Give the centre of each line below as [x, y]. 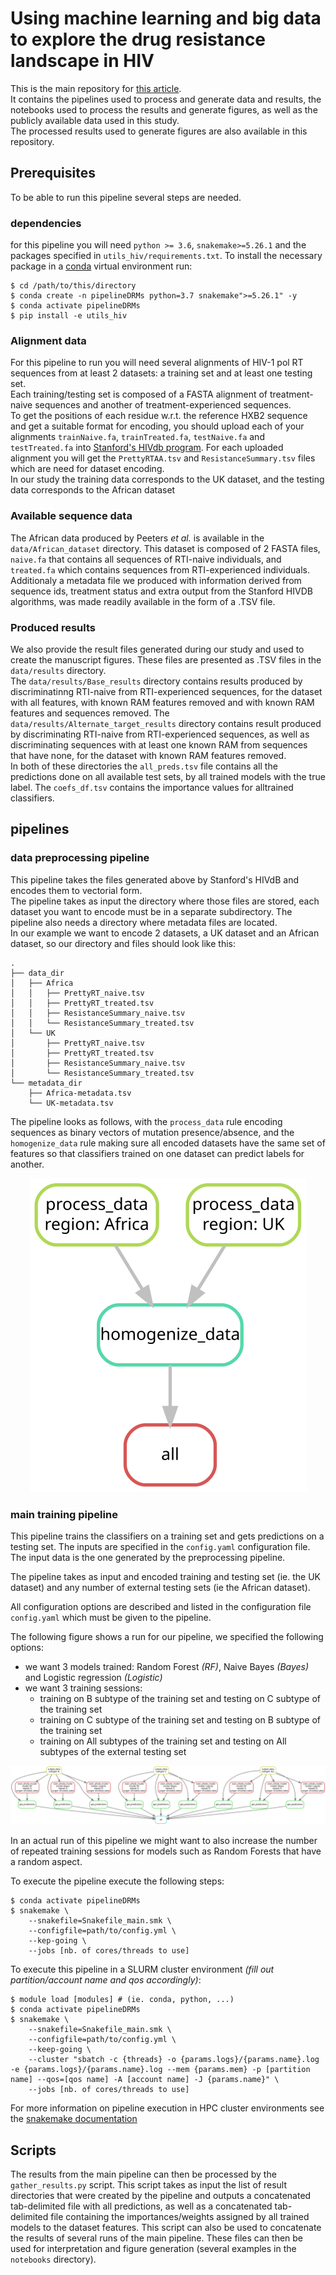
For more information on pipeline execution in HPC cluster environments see [167, 2108]
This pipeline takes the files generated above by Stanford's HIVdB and [154, 879]
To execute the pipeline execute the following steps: [117, 1881]
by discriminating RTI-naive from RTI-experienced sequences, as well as [160, 734]
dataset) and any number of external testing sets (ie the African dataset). [160, 1587]
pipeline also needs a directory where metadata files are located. [144, 922]
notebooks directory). [53, 2259]
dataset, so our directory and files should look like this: [123, 943]
